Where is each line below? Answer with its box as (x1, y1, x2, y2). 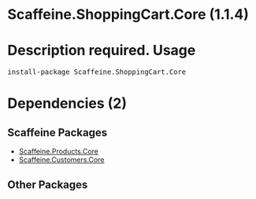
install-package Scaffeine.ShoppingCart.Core (7, 68, 187, 76)
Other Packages (7, 178, 88, 191)
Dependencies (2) (7, 94, 128, 112)
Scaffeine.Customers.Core (18, 155, 105, 164)
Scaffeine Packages (7, 126, 108, 139)
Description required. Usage (7, 42, 196, 60)
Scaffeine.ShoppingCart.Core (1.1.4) (7, 6, 250, 24)
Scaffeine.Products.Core (18, 147, 99, 157)
